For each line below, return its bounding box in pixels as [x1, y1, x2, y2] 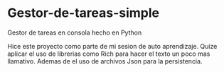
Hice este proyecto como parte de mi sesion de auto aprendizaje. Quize [7, 42, 218, 50]
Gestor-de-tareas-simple [7, 5, 160, 21]
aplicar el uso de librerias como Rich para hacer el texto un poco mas [7, 49, 210, 58]
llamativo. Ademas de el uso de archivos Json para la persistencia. [7, 56, 203, 65]
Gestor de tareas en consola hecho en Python [7, 28, 142, 37]
